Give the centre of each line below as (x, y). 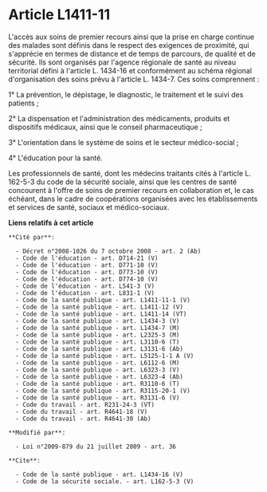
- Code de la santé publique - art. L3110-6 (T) (98, 342)
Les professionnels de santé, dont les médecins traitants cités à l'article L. (130, 173)
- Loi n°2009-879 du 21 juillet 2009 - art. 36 (96, 447)
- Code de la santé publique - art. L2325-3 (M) (98, 335)
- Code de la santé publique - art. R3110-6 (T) (98, 384)
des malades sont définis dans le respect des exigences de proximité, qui (129, 45)
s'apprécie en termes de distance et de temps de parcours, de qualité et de (132, 53)
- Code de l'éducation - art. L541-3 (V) (85, 286)
